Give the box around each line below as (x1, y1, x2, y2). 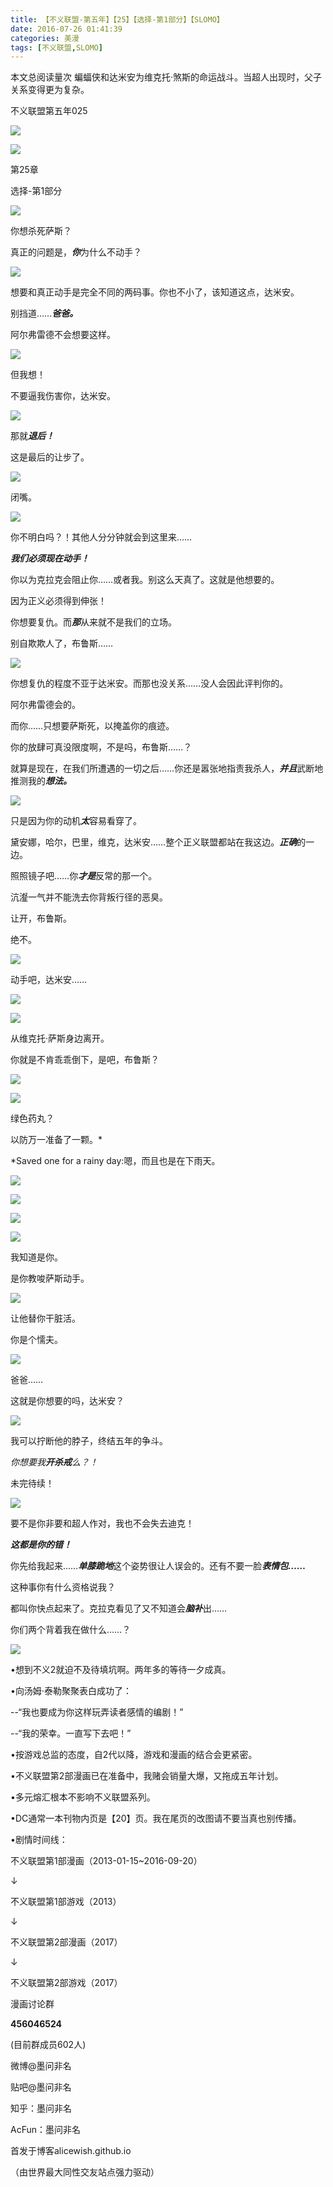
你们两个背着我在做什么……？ (10, 1624, 132, 1636)
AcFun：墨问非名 (10, 2124, 81, 2136)
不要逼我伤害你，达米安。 (10, 390, 116, 402)
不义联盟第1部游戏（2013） (10, 1896, 122, 1908)
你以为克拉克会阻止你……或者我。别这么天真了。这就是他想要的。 (10, 574, 280, 586)
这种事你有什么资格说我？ (10, 1581, 116, 1593)
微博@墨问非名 (10, 2060, 72, 2072)
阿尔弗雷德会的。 (10, 699, 81, 711)
